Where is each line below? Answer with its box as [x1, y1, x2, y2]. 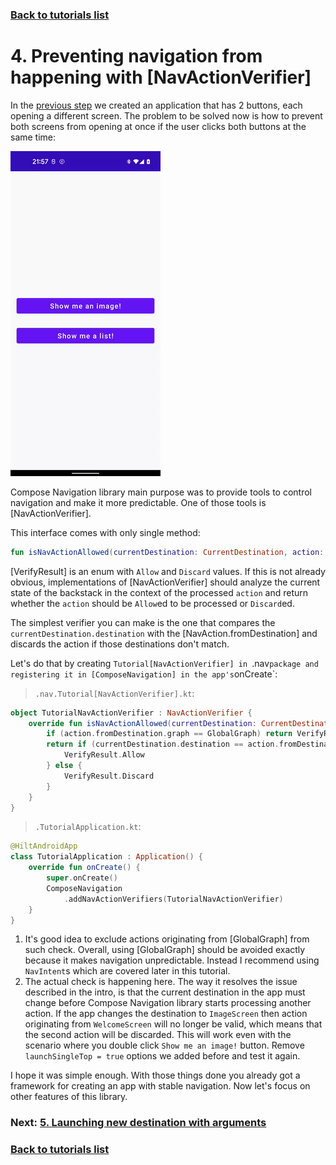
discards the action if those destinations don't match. [10, 638, 230, 650]
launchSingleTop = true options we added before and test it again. [24, 1050, 301, 1062]
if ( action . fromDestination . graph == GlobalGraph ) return [46, 729, 293, 739]
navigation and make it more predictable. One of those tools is [10, 496, 267, 508]
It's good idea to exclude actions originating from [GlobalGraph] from [24, 933, 310, 945]
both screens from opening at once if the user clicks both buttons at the [10, 120, 307, 132]
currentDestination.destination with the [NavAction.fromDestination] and [10, 627, 318, 639]
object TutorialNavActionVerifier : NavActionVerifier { [10, 708, 253, 718]
